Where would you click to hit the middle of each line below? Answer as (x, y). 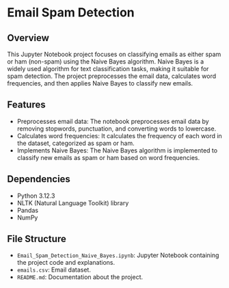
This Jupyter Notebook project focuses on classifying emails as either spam (114, 54)
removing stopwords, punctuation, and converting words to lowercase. (117, 129)
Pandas (28, 210)
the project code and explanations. (66, 263)
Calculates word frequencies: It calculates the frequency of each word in (119, 135)
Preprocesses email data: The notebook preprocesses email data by (113, 121)
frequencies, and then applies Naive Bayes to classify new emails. (100, 83)
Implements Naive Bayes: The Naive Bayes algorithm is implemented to (117, 150)
